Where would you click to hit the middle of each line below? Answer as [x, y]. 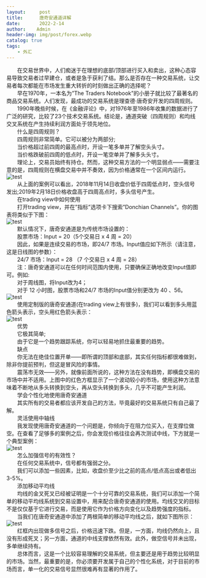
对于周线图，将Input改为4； [52, 282]
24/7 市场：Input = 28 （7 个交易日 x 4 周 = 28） [79, 259]
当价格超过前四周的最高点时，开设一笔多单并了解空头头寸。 [92, 146]
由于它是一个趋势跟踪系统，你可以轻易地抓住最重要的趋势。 [92, 341]
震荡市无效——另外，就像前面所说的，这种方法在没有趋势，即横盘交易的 [109, 372]
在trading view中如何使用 [49, 199]
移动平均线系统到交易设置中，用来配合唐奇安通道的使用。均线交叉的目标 [108, 501]
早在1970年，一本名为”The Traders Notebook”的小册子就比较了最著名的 [108, 93]
